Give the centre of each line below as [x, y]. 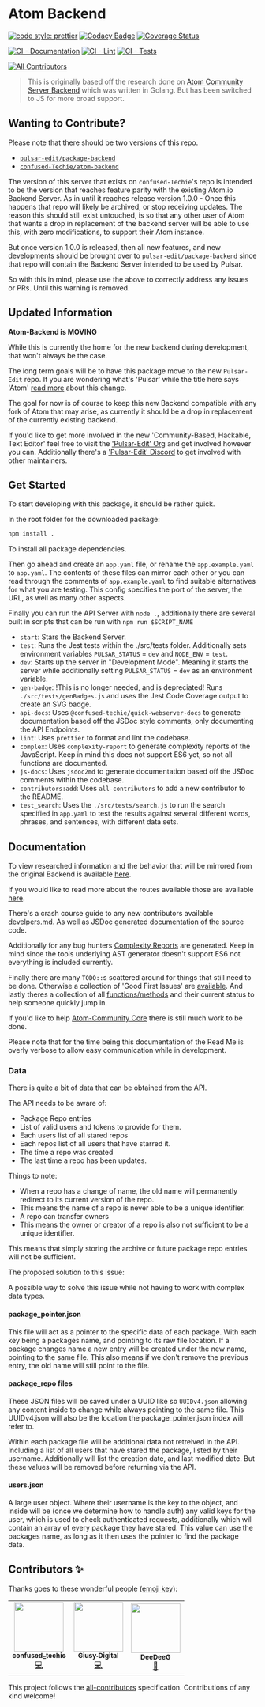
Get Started [37, 484]
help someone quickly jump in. [58, 1003]
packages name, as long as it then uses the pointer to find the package [123, 1536]
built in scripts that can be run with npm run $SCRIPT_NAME [101, 622]
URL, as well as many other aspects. [67, 598]
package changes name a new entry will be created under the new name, [127, 1349]
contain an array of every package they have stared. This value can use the [131, 1527]
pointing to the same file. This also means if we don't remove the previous [128, 1357]
